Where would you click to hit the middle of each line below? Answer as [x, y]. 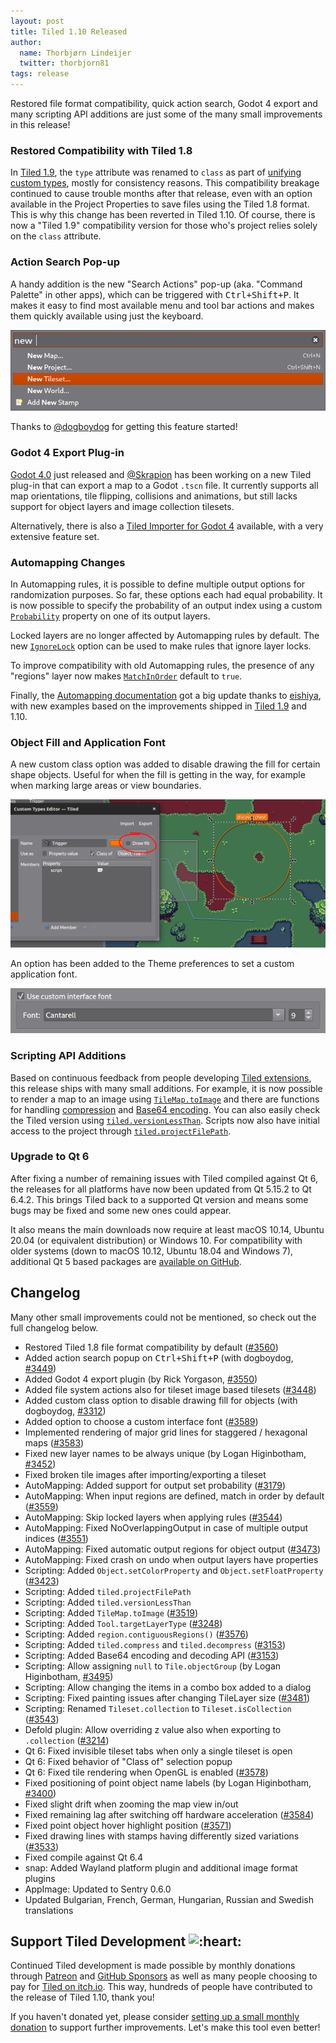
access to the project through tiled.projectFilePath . [121, 1131]
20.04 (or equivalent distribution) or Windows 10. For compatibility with [156, 1240]
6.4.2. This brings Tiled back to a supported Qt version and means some [159, 1199]
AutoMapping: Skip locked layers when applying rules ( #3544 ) [153, 1517]
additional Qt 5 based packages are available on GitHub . [126, 1261]
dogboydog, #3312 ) [65, 1411]
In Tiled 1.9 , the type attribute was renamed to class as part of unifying [156, 172]
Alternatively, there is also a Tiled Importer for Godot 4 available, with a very [167, 526]
